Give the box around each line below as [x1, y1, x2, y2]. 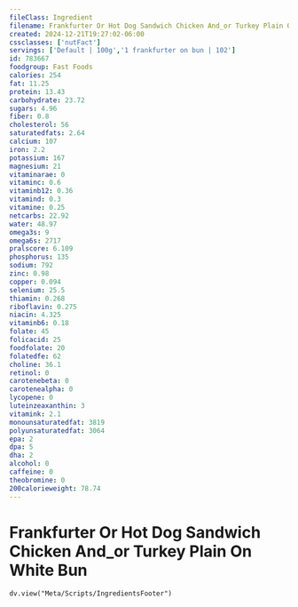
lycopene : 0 [9, 393, 53, 403]
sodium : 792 [9, 261, 53, 270]
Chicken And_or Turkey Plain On [9, 541, 253, 561]
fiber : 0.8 [9, 112, 50, 121]
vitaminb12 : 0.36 [9, 187, 74, 196]
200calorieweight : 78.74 [9, 483, 101, 493]
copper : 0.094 [9, 277, 62, 286]
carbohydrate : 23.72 [9, 95, 86, 105]
